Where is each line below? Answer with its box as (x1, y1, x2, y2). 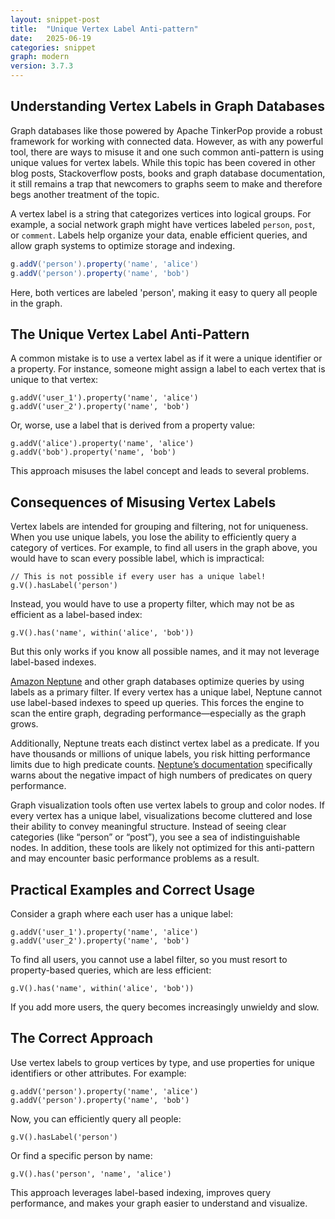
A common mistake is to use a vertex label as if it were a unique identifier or (10, 352, 323, 365)
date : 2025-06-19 (10, 33, 92, 43)
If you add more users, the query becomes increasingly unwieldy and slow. (10, 1001, 320, 1013)
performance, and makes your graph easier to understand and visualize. (10, 1197, 308, 1209)
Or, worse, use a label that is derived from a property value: (10, 419, 256, 431)
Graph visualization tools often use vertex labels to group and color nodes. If (10, 799, 325, 811)
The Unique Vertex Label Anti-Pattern (10, 326, 250, 343)
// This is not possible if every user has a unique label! (10, 572, 267, 582)
